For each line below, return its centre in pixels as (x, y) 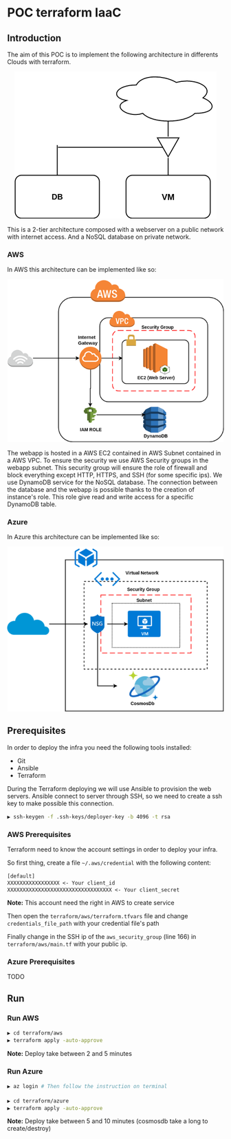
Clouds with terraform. (39, 62)
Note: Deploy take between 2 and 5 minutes (70, 1053)
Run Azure (25, 1071)
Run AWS (23, 1018)
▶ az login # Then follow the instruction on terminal (87, 1086)
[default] (21, 876)
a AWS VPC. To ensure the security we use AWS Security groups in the (108, 460)
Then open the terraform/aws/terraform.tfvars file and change (98, 915)
